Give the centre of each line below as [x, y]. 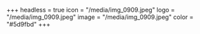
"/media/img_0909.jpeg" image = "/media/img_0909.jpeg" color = [100, 17]
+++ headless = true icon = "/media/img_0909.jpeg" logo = [91, 10]
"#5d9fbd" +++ [29, 24]
